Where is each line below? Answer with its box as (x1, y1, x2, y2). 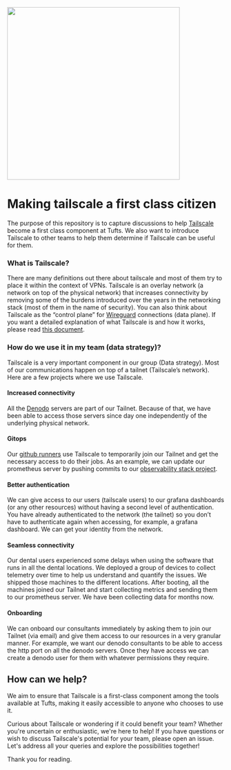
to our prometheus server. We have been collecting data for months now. (7, 593, 215, 601)
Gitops (7, 434, 27, 443)
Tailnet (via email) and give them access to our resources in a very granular (7, 631, 221, 639)
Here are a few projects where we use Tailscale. (7, 373, 143, 381)
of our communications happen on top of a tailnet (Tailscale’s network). (7, 365, 210, 374)
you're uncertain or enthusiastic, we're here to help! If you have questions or (7, 727, 225, 735)
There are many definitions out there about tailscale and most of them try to (7, 274, 223, 282)
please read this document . (7, 325, 85, 334)
